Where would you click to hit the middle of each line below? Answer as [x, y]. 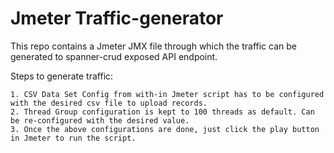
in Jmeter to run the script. [73, 138]
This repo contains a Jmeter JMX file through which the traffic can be [153, 46]
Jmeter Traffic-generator [117, 18]
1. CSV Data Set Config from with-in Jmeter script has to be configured [167, 94]
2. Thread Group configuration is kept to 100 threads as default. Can [162, 112]
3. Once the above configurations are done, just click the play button [165, 129]
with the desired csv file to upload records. [109, 103]
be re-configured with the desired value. [100, 120]
